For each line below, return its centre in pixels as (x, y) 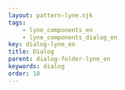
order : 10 (24, 74)
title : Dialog (31, 52)
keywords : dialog (37, 67)
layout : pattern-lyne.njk (50, 15)
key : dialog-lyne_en (42, 45)
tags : (17, 23)
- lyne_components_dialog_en (70, 37)
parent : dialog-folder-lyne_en (59, 59)
